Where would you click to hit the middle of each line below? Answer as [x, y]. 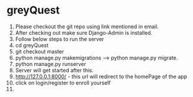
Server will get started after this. [54, 70]
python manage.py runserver [50, 64]
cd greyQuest [32, 45]
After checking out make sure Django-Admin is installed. [84, 32]
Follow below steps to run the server [60, 39]
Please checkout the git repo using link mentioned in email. [87, 26]
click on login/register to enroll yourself [63, 82]
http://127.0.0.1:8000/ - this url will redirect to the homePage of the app [101, 76]
